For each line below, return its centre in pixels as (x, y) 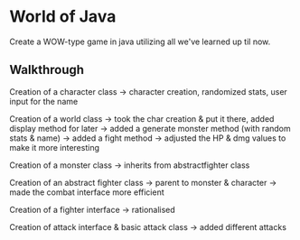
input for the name (44, 101)
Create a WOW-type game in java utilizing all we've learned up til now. (140, 42)
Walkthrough (47, 70)
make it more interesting (54, 147)
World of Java (63, 17)
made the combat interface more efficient (87, 192)
